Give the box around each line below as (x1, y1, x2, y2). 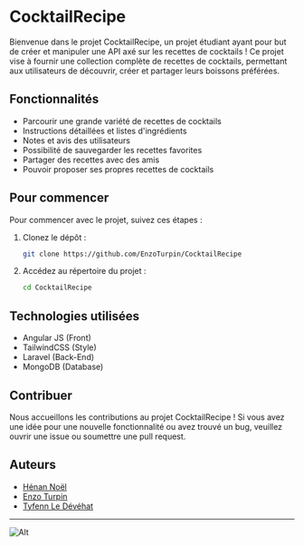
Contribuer (9, 387, 72, 403)
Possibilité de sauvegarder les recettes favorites (22, 144, 203, 155)
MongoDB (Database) (22, 361, 104, 373)
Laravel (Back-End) (22, 352, 95, 363)
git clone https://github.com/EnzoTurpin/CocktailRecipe (22, 249, 242, 258)
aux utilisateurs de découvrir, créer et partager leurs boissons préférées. (9, 65, 280, 76)
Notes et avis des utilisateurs (22, 134, 131, 146)
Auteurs (9, 457, 57, 473)
